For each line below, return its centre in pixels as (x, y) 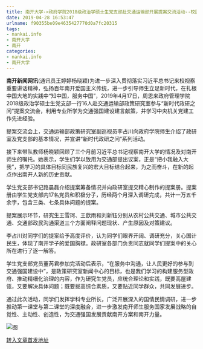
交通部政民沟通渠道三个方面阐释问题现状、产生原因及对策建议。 (96, 223)
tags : (13, 29)
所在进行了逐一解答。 (33, 250)
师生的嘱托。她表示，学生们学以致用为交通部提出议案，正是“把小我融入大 (98, 159)
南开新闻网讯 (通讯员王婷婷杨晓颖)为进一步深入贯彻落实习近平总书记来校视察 (101, 80)
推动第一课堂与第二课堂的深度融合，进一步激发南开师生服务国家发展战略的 (99, 307)
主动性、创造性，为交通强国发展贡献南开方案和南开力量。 (93, 314)
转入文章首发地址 (27, 340)
